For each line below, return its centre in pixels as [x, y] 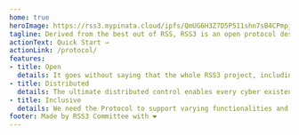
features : [28, 59]
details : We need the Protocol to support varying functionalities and [153, 108]
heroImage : [29, 26]
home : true [29, 17]
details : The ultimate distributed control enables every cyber [139, 91]
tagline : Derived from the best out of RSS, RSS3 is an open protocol [143, 34]
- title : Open [36, 67]
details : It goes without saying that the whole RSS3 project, [137, 75]
